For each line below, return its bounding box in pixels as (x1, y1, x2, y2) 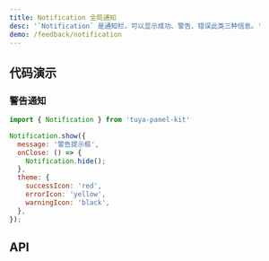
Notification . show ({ (9, 131, 87, 140)
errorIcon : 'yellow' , (25, 190, 106, 199)
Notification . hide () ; (25, 156, 106, 166)
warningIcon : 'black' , (25, 198, 110, 207)
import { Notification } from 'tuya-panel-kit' (9, 116, 191, 125)
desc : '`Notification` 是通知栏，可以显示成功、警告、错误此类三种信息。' (9, 22, 263, 30)
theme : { (17, 173, 50, 182)
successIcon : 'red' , (25, 181, 102, 191)
